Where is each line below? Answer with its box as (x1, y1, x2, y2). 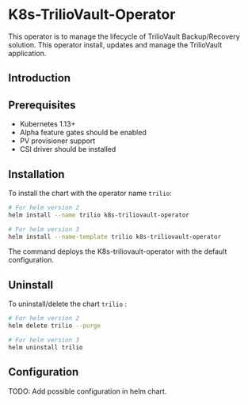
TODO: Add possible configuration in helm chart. (8, 386, 167, 396)
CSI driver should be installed (19, 145, 116, 154)
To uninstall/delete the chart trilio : (8, 299, 128, 309)
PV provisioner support (19, 136, 96, 145)
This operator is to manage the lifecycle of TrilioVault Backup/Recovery (8, 32, 240, 41)
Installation (8, 168, 65, 181)
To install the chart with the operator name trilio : (8, 188, 173, 198)
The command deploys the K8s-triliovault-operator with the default (8, 247, 227, 256)
